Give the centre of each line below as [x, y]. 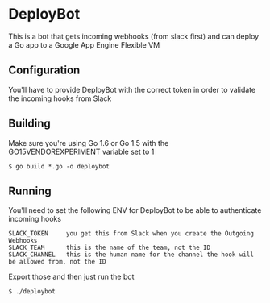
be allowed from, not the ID [57, 262]
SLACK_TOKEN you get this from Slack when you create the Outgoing [131, 234]
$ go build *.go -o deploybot [59, 166]
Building [29, 124]
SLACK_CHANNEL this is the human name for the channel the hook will [131, 255]
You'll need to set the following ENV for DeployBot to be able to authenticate [135, 210]
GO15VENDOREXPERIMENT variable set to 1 [81, 151]
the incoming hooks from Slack [60, 98]
